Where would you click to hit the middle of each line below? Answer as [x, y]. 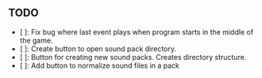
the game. [36, 40]
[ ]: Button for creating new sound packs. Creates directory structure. [133, 57]
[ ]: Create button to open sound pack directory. [98, 48]
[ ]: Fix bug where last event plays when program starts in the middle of [137, 32]
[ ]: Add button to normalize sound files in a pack [100, 65]
